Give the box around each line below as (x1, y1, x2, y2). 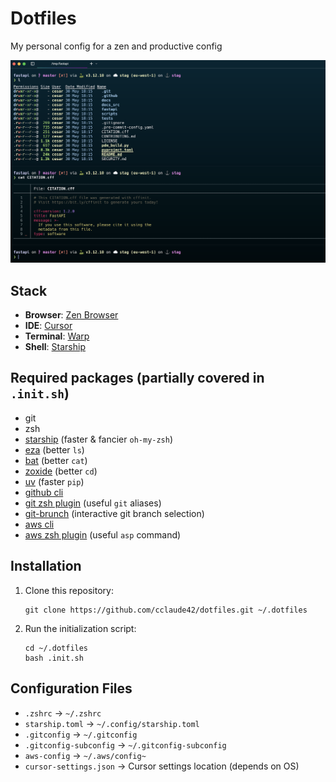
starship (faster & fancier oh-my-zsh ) (24, 433, 174, 445)
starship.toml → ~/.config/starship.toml (24, 717, 200, 729)
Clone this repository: (24, 584, 114, 596)
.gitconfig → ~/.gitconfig (24, 728, 138, 740)
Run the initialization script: (24, 622, 137, 634)
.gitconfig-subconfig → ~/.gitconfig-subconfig (24, 738, 227, 751)
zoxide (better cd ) (24, 465, 98, 477)
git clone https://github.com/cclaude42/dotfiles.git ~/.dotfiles (24, 605, 308, 615)
